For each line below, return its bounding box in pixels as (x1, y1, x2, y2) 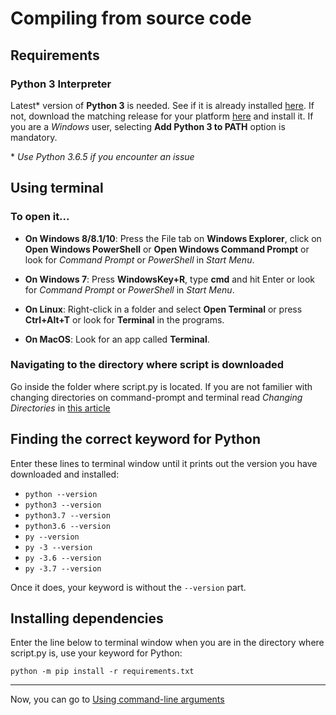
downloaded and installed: (10, 468, 120, 480)
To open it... (10, 210, 70, 224)
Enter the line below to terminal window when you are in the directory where (10, 637, 325, 649)
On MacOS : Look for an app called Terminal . (24, 333, 210, 345)
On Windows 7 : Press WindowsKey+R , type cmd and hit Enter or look (24, 273, 316, 285)
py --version (24, 532, 80, 542)
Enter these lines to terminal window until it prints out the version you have (10, 457, 318, 469)
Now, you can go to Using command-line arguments (10, 693, 225, 706)
